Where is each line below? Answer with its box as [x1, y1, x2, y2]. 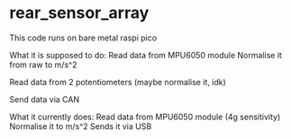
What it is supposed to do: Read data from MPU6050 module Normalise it [9, 49, 282, 60]
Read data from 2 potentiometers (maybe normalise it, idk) [9, 76, 227, 87]
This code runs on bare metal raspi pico [9, 32, 158, 43]
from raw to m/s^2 [9, 59, 77, 70]
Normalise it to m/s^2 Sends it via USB [9, 120, 152, 132]
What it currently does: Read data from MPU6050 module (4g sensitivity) [9, 111, 281, 122]
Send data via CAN [9, 93, 80, 105]
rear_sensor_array [9, 3, 150, 23]
